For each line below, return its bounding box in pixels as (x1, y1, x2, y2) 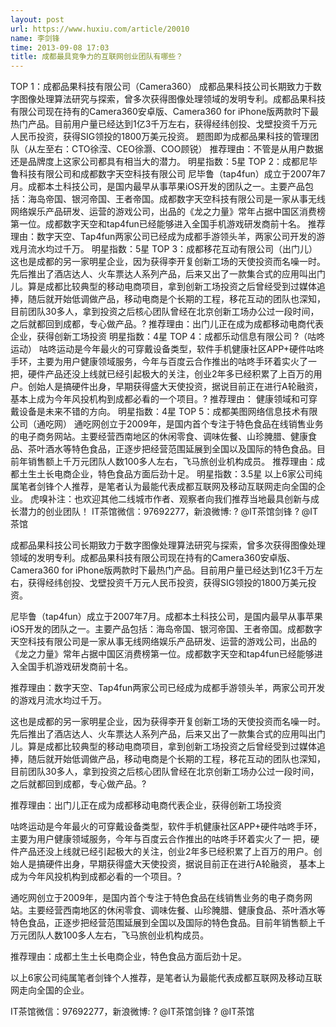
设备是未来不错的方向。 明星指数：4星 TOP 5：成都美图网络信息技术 (18, 406, 301, 418)
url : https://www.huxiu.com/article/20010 (10, 24, 190, 34)
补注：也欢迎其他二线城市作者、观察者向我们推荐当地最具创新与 (47, 493, 311, 505)
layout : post (10, 14, 65, 25)
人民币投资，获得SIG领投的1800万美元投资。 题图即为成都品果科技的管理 (10, 131, 311, 143)
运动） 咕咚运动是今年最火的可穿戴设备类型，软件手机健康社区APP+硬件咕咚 (10, 343, 325, 355)
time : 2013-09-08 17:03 (10, 42, 110, 53)
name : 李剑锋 (10, 33, 60, 43)
